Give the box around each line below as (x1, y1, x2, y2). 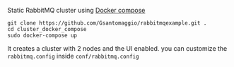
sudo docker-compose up (7, 32, 78, 39)
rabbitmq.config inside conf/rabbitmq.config (7, 52, 139, 60)
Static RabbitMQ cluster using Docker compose (7, 6, 146, 14)
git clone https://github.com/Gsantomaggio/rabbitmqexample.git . (7, 20, 207, 27)
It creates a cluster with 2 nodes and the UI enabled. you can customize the (7, 44, 228, 52)
